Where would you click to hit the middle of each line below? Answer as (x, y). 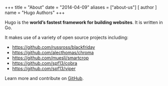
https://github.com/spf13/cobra (45, 63)
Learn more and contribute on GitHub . (44, 78)
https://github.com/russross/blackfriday (53, 47)
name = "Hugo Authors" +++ (35, 13)
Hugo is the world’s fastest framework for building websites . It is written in (84, 22)
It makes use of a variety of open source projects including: (67, 37)
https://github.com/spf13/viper (44, 68)
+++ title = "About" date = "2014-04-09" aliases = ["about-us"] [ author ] (81, 7)
